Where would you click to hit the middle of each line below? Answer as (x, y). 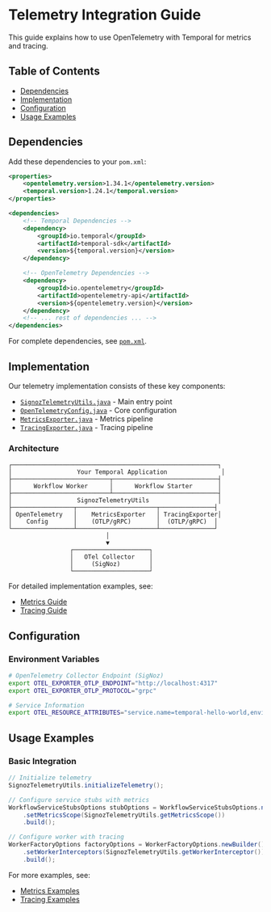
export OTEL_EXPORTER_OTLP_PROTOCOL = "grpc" (83, 690)
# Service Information (46, 705)
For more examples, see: (49, 875)
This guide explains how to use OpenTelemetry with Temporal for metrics (130, 37)
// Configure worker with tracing (67, 837)
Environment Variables (54, 659)
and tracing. (28, 45)
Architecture (34, 448)
